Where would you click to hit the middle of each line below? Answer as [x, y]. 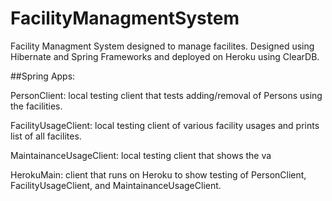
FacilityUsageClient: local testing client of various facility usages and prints [165, 125]
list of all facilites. [46, 136]
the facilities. [36, 106]
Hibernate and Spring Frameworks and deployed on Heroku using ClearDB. [165, 56]
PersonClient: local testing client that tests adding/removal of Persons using [166, 95]
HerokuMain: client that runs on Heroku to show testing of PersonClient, [158, 174]
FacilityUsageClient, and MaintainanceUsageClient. [116, 185]
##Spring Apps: [43, 76]
